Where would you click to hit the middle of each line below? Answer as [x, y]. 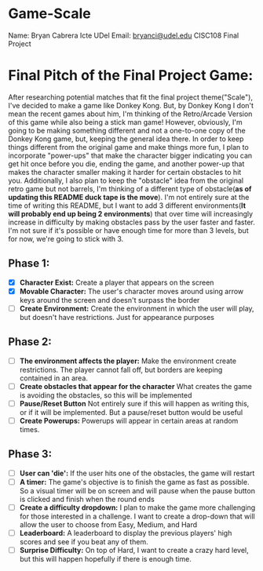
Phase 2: [30, 342]
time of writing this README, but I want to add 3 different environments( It [127, 205]
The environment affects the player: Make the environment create [128, 361]
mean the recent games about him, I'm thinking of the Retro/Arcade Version [130, 114]
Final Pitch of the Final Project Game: [131, 76]
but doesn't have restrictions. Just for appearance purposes [117, 317]
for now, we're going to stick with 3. [66, 238]
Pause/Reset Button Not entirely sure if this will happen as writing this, [134, 403]
